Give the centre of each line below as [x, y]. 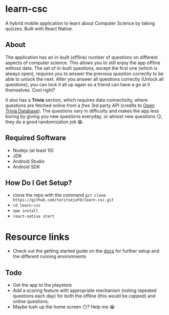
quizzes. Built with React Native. [39, 28]
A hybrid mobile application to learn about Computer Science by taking [80, 23]
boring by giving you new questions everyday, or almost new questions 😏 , [84, 116]
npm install [25, 211]
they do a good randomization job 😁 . [45, 122]
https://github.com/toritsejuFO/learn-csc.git [63, 200]
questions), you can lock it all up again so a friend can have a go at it [78, 84]
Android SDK [26, 166]
